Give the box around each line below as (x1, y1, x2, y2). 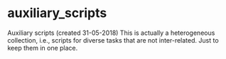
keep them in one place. (7, 43, 78, 52)
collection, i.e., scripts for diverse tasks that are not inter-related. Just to (7, 36, 219, 44)
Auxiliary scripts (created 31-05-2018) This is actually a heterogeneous (7, 28, 215, 37)
